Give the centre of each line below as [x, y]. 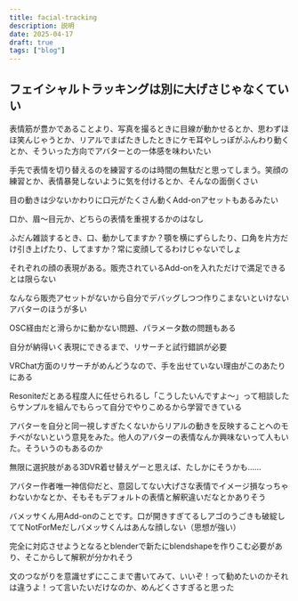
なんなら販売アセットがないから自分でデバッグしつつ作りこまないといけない [149, 297]
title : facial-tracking [53, 17]
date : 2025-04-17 [41, 34]
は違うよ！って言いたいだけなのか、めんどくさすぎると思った [122, 587]
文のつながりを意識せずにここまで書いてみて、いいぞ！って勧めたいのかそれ [149, 576]
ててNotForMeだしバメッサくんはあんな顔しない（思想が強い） [125, 527]
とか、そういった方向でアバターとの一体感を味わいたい [110, 150]
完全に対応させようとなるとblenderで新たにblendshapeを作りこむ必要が [142, 546]
